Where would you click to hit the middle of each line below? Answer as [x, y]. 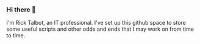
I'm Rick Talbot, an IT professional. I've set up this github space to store [96, 23]
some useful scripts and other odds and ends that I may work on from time [100, 29]
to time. [16, 36]
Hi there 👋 [21, 10]
